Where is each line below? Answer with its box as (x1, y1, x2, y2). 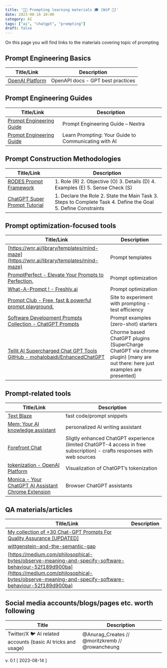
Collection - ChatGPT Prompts (7, 321, 80, 328)
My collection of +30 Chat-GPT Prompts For (7, 529, 112, 535)
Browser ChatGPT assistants (65, 482, 133, 489)
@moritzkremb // (82, 637, 122, 644)
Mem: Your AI (7, 420, 39, 427)
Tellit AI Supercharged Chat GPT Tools (7, 347, 97, 354)
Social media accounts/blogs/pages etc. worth (5, 599, 153, 608)
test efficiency (110, 306, 144, 313)
